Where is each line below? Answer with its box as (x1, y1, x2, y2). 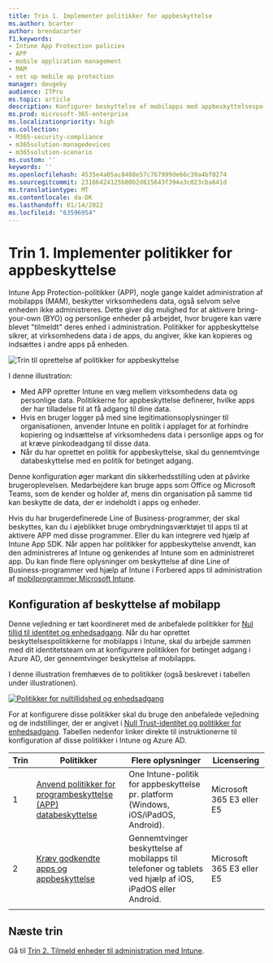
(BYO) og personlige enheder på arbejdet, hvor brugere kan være (42, 314, 262, 324)
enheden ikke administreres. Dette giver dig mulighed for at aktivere (8, 305, 236, 315)
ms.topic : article (8, 95, 71, 103)
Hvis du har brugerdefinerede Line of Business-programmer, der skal (8, 513, 240, 523)
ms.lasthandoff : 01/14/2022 (8, 201, 104, 209)
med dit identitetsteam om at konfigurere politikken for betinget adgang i (8, 645, 251, 655)
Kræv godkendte (36, 853, 101, 865)
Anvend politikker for (36, 778, 116, 790)
